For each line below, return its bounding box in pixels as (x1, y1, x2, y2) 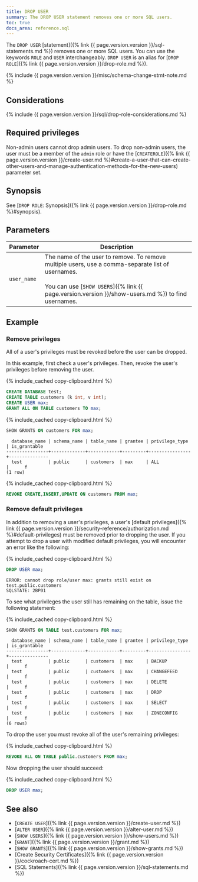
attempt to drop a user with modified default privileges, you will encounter (6, 537, 186, 544)
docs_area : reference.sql (6, 25, 70, 31)
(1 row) (6, 469, 25, 475)
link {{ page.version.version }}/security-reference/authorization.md (6, 525, 169, 532)
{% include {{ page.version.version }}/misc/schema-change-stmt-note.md (6, 72, 187, 79)
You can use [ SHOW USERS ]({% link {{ (44, 282, 143, 290)
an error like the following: (6, 544, 70, 551)
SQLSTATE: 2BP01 (6, 587, 46, 593)
